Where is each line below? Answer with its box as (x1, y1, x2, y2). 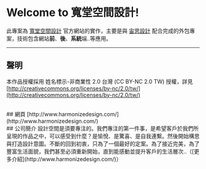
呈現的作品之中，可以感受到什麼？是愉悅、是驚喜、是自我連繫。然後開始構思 (6, 132, 200, 140)
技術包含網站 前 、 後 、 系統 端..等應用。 (17, 34, 112, 42)
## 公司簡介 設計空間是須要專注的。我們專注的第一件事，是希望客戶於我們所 (6, 124, 199, 132)
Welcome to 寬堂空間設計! (6, 6, 139, 20)
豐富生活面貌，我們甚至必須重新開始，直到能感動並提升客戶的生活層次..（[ (6, 147, 194, 155)
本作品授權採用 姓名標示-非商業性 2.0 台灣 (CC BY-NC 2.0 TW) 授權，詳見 (6, 77, 193, 85)
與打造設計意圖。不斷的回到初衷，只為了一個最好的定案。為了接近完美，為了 (6, 140, 200, 147)
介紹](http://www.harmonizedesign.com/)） (11, 155, 122, 163)
